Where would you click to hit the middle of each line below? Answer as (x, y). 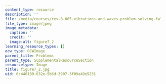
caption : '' (22, 33)
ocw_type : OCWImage (25, 51)
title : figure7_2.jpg (27, 70)
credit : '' (21, 38)
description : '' (22, 14)
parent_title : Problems (30, 56)
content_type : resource (30, 10)
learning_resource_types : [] (35, 46)
